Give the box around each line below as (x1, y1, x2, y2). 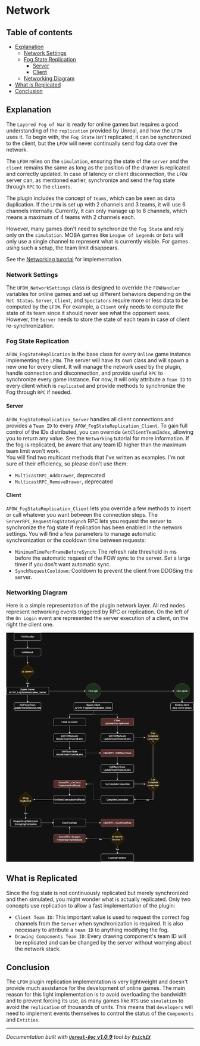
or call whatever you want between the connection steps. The (6, 511, 158, 518)
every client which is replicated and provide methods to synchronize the (6, 382, 186, 390)
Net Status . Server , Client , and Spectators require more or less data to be (6, 297, 189, 304)
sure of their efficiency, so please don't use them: (6, 460, 128, 467)
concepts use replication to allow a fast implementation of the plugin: (6, 902, 176, 909)
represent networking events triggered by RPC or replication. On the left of (6, 608, 189, 615)
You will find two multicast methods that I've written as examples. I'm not (6, 453, 186, 461)
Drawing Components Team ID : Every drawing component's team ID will (14, 932, 186, 940)
